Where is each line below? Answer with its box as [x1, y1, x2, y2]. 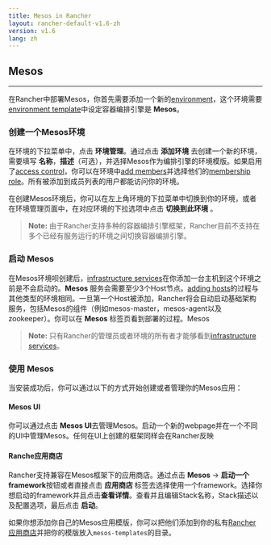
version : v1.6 [8, 27, 56, 35]
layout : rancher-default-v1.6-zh [8, 19, 121, 27]
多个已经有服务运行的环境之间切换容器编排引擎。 [27, 231, 191, 241]
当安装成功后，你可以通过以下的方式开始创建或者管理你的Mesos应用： [8, 383, 243, 392]
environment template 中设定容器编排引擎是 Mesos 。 [8, 104, 184, 114]
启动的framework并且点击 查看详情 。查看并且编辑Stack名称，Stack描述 [15, 490, 252, 501]
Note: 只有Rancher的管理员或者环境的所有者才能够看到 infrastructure [27, 330, 256, 340]
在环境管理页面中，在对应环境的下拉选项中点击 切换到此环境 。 [8, 203, 218, 214]
